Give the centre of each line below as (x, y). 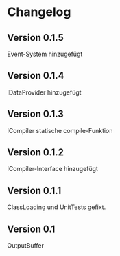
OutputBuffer (26, 246)
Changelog (39, 12)
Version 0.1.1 (34, 190)
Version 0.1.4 (36, 76)
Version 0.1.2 (35, 152)
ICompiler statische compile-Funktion (60, 130)
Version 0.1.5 (35, 38)
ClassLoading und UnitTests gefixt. (57, 207)
